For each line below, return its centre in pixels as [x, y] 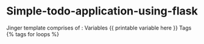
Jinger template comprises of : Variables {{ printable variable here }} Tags [99, 28]
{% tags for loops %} [33, 34]
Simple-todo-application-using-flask [102, 11]
